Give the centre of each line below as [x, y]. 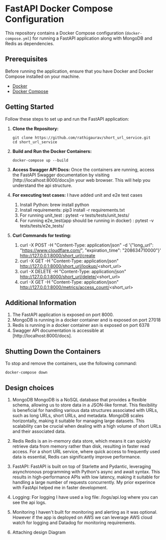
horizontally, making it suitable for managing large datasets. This [79, 421]
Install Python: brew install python [54, 205]
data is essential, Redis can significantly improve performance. [77, 457]
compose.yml [17, 39]
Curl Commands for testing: [42, 235]
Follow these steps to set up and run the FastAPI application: [67, 119]
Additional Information [41, 303]
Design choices [30, 388]
